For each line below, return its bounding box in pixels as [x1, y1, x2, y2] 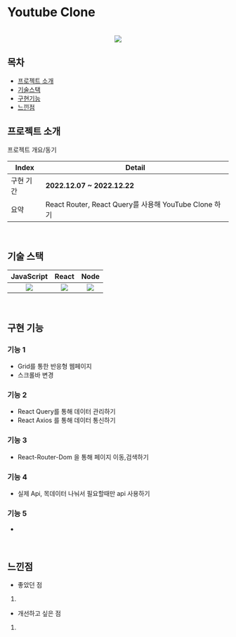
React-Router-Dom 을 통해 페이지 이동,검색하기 [17, 452, 149, 461]
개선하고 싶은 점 [17, 609, 61, 618]
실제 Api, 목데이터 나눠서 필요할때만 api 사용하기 [17, 489, 150, 497]
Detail [125, 162, 145, 172]
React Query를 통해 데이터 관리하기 [17, 407, 116, 416]
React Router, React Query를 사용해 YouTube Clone [45, 199, 213, 209]
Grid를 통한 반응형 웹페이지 [17, 362, 93, 371]
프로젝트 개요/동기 [7, 145, 58, 154]
